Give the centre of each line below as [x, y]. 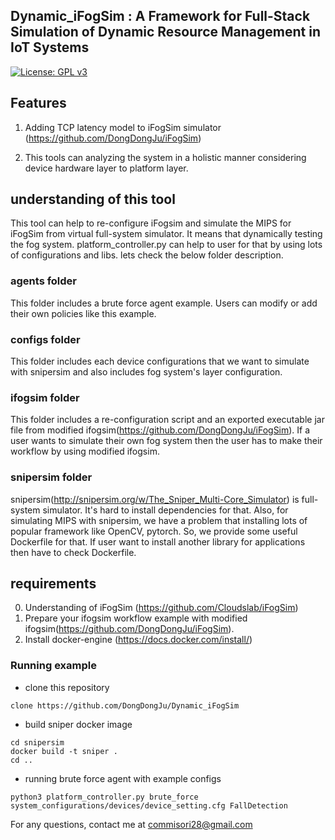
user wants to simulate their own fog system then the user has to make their [166, 441]
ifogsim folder [45, 397]
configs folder [45, 339]
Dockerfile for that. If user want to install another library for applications [158, 541]
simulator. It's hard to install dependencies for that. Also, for [165, 510]
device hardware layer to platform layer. [106, 168]
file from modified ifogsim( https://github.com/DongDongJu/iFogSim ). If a [160, 430]
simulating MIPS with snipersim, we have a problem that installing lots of [159, 520]
